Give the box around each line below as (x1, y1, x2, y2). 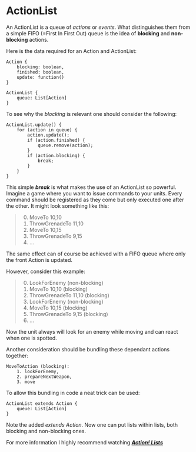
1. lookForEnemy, (16, 368, 59, 374)
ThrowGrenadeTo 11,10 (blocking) (29, 291, 110, 298)
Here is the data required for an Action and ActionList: (6, 47, 137, 54)
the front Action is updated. (6, 256, 72, 263)
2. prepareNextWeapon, (16, 374, 72, 380)
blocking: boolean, (16, 64, 65, 70)
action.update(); (27, 132, 69, 138)
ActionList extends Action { (6, 400, 78, 407)
